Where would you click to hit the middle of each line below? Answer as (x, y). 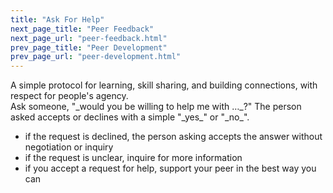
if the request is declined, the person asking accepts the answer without (173, 137)
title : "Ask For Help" (57, 19)
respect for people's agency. (69, 96)
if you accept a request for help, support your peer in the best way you (170, 168)
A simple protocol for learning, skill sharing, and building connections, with (164, 85)
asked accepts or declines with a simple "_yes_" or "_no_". (130, 117)
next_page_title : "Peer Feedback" (82, 29)
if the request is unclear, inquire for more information (133, 158)
